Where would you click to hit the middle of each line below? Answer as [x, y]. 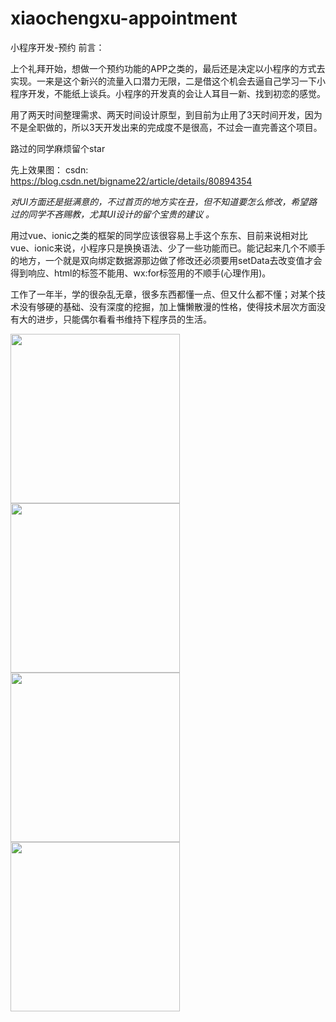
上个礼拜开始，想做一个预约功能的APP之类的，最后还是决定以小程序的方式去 [168, 68]
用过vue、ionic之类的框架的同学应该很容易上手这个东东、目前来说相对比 [159, 235]
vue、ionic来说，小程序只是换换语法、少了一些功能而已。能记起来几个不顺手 [168, 248]
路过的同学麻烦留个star [58, 148]
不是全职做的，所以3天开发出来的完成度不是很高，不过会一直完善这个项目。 [166, 127]
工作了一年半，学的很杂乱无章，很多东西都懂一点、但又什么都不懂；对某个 [163, 294]
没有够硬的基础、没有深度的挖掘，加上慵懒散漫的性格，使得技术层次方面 [167, 306]
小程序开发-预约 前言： [57, 47]
